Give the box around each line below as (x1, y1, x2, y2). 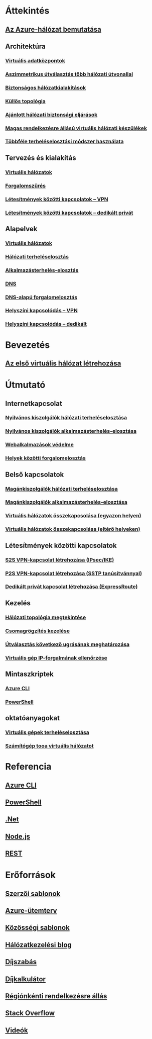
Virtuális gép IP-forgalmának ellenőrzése (5, 654, 108, 661)
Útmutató (5, 380, 46, 391)
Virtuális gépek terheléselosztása (5, 729, 89, 736)
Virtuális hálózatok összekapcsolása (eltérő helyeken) (5, 526, 140, 533)
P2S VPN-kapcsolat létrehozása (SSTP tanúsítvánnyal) (5, 570, 142, 577)
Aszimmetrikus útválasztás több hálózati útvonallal (5, 70, 133, 77)
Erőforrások (5, 870, 56, 881)
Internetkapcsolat (5, 399, 63, 408)
